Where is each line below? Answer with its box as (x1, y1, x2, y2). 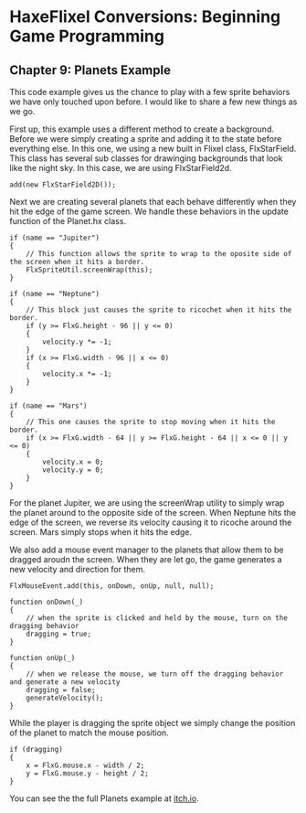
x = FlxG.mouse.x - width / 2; (26, 761, 145, 770)
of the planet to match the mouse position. (9, 727, 169, 738)
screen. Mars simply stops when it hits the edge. (9, 527, 193, 537)
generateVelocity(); (26, 693, 104, 702)
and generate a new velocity (9, 678, 121, 687)
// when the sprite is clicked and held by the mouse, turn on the (26, 614, 288, 623)
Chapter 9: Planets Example (9, 62, 172, 78)
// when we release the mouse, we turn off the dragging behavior (26, 669, 284, 679)
